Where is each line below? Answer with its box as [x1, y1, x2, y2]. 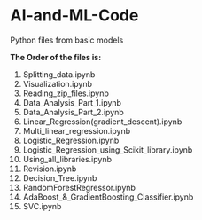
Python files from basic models [10, 35, 124, 45]
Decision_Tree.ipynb [22, 172, 97, 183]
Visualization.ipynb [22, 78, 92, 89]
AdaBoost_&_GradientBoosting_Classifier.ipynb [22, 192, 194, 202]
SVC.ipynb [22, 200, 62, 211]
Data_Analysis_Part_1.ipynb [22, 97, 122, 107]
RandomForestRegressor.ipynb [22, 182, 136, 192]
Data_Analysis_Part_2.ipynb [22, 106, 125, 117]
